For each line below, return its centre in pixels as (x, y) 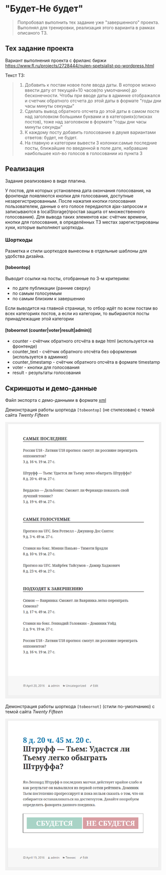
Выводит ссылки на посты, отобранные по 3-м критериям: (68, 278)
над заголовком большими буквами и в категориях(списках (88, 116)
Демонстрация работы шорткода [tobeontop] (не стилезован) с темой (80, 410)
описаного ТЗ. (32, 33)
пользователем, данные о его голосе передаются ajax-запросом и (76, 206)
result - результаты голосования (46, 373)
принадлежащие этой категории (40, 319)
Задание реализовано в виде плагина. (46, 181)
